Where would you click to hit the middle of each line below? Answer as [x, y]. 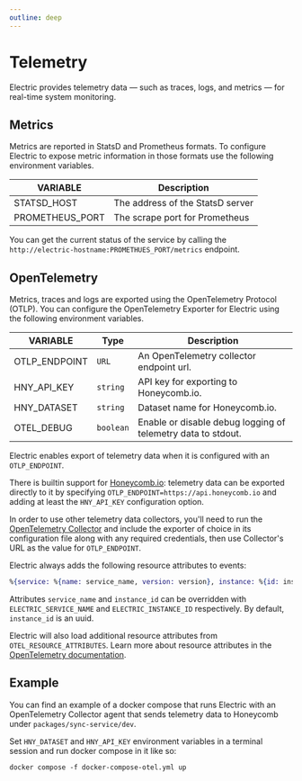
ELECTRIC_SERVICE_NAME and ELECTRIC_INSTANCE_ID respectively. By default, [147, 609]
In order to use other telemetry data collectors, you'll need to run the [136, 519]
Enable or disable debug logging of [212, 422]
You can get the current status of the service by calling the [118, 240]
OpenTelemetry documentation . [68, 655]
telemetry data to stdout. [190, 434]
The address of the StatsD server [184, 203]
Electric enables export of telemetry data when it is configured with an [139, 456]
